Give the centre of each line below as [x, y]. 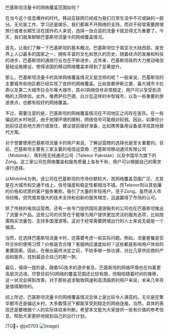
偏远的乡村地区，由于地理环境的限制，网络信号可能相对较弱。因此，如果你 [82, 119]
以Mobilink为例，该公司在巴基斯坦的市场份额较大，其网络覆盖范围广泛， [80, 179]
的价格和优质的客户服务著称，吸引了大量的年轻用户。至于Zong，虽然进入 [81, 191]
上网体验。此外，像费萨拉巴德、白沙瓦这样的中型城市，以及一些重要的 [87, 96]
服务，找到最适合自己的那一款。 [47, 257]
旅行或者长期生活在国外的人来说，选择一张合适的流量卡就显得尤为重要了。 [82, 31]
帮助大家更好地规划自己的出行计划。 [51, 316]
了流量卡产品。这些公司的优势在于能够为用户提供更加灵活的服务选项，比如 [82, 215]
